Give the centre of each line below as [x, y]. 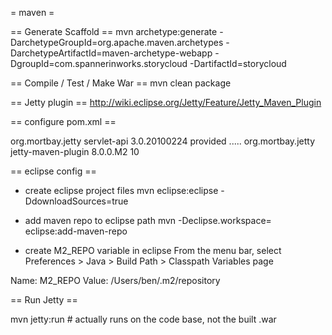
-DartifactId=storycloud [238, 63]
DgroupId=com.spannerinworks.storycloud [99, 63]
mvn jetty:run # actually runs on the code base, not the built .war [143, 319]
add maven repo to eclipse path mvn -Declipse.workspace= [148, 220]
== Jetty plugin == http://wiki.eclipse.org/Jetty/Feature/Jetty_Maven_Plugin [166, 102]
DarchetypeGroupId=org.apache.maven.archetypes [117, 42]
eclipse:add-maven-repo [76, 231]
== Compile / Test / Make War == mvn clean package [121, 83]
